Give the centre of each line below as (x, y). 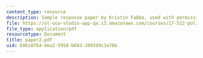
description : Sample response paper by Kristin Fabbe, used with (90, 18)
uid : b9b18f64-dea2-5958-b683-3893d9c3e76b (62, 46)
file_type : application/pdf (42, 29)
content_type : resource (36, 12)
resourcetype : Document (36, 34)
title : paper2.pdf (29, 40)
